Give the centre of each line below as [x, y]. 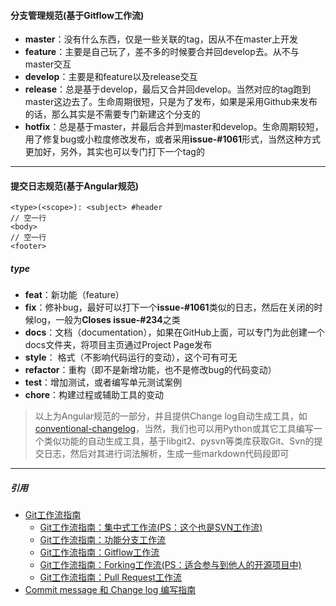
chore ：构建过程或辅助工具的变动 [94, 395]
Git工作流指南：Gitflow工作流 [99, 552]
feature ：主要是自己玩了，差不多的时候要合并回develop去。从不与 [162, 52]
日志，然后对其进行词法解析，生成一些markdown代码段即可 [166, 454]
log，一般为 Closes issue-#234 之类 [107, 320]
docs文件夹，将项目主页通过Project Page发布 [118, 345]
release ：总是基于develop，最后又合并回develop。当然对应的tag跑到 [168, 89]
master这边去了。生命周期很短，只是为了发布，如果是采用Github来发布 [171, 102]
